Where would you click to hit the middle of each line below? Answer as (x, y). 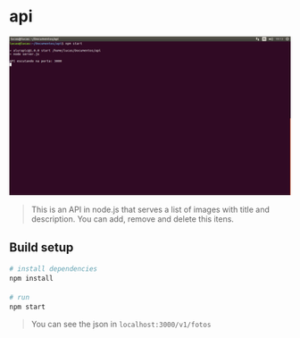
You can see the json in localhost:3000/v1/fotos (121, 324)
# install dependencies (54, 269)
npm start (28, 307)
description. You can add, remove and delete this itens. (133, 219)
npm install (31, 279)
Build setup (42, 247)
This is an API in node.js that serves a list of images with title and (150, 210)
